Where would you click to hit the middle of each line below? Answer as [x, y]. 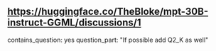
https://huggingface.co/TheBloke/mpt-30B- [108, 12]
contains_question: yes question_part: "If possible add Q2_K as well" [108, 40]
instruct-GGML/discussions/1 [74, 23]
